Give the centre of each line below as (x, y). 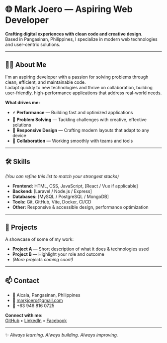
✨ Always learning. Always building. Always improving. (62, 335)
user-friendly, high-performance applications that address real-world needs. (83, 93)
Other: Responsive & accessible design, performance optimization (80, 207)
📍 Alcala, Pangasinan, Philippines (46, 295)
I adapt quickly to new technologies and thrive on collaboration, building (79, 87)
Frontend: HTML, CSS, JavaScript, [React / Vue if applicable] (75, 186)
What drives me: (23, 102)
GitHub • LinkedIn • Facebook (36, 321)
